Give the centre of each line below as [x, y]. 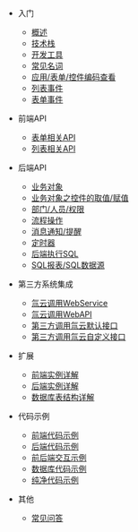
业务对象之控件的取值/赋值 [80, 198]
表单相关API [53, 137]
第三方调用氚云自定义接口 [78, 337]
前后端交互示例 [59, 458]
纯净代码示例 [55, 480]
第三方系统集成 [45, 284]
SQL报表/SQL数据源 [68, 265]
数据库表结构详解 [63, 397]
